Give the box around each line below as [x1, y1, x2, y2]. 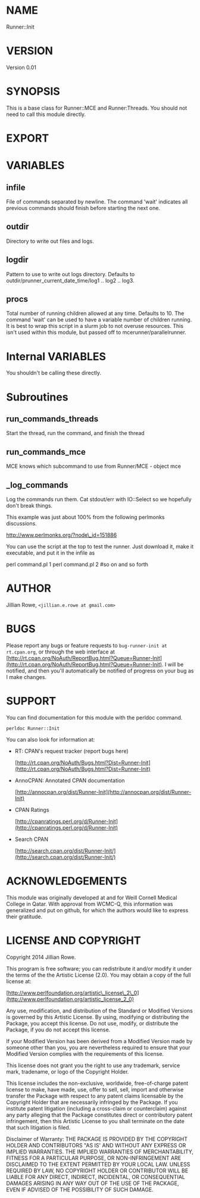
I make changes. [6, 673, 46, 680]
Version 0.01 [6, 64, 37, 71]
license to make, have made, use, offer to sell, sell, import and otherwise [6, 1086, 184, 1093]
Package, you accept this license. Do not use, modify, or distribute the [6, 1019, 179, 1027]
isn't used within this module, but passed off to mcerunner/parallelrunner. [6, 329, 186, 336]
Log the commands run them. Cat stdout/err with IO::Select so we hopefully [6, 496, 192, 503]
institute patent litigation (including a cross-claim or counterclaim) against [6, 1105, 187, 1112]
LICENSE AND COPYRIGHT [6, 934, 141, 947]
